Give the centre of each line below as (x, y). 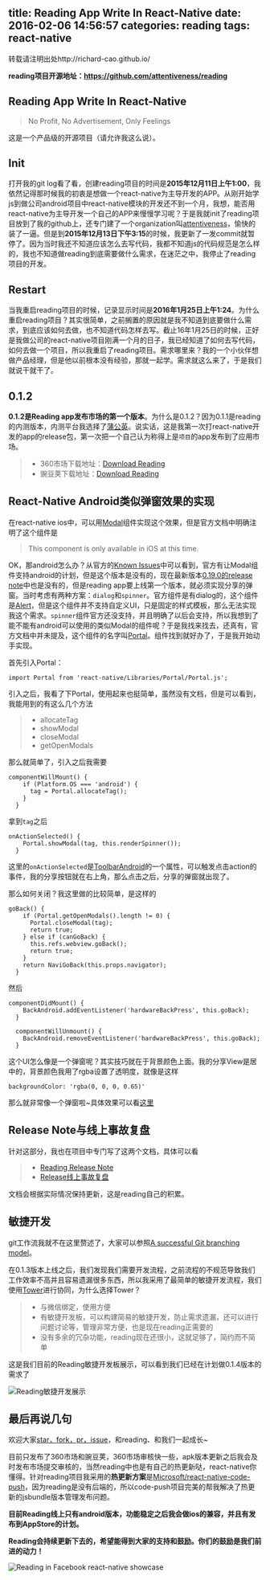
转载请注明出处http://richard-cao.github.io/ (80, 59)
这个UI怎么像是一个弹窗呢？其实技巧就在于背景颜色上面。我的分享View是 (129, 1061)
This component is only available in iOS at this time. (113, 548)
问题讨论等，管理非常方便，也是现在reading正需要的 (127, 1327)
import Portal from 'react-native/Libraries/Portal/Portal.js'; (118, 677)
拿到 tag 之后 (28, 821)
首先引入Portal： (36, 662)
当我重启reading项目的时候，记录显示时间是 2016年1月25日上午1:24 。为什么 (134, 310)
